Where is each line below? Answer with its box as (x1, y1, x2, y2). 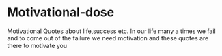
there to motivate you (7, 41, 68, 49)
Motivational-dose (7, 5, 115, 20)
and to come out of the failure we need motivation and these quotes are (7, 34, 209, 42)
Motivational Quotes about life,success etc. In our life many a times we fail (7, 27, 217, 35)
